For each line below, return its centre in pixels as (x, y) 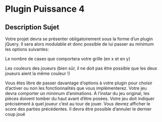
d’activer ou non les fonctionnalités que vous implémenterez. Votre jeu (76, 88)
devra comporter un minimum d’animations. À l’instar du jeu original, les (77, 93)
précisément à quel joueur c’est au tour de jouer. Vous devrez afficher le (78, 104)
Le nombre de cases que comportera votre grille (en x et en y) (68, 59)
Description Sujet (32, 27)
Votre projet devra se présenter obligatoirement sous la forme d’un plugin (79, 39)
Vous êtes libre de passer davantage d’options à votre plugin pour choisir (79, 83)
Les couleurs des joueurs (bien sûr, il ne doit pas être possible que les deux (81, 68)
